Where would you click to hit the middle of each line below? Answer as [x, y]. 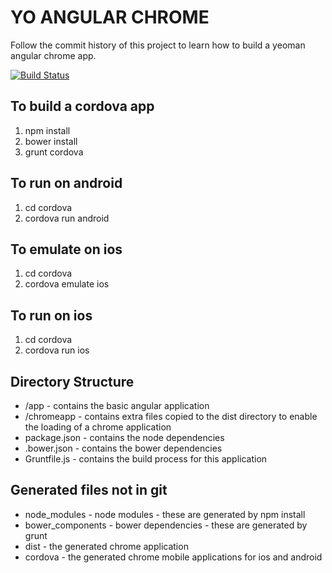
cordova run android [67, 218]
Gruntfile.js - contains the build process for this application [146, 459]
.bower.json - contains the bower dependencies [123, 448]
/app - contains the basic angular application [117, 405]
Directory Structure [72, 381]
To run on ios [51, 315]
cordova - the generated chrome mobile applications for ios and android [173, 557]
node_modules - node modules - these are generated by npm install [165, 514]
